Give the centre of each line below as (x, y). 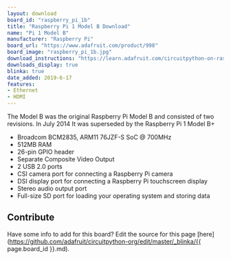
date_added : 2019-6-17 (40, 78)
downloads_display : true (43, 65)
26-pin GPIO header (45, 152)
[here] (206, 234)
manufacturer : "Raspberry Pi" (51, 39)
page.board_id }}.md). (38, 248)
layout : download (32, 13)
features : (21, 84)
